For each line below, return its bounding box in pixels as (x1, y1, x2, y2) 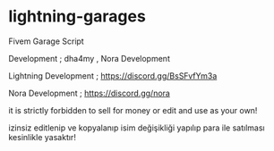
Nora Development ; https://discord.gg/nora (8, 88, 171, 98)
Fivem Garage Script (8, 36, 84, 46)
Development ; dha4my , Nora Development (8, 53, 171, 63)
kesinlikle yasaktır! (8, 131, 77, 142)
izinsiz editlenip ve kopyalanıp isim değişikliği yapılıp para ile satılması (8, 122, 265, 133)
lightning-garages (8, 6, 147, 27)
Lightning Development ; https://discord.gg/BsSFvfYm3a (8, 70, 218, 81)
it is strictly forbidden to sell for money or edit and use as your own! (8, 105, 258, 115)
